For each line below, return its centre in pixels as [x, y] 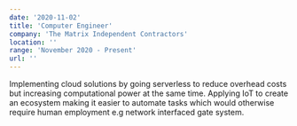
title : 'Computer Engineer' [61, 26]
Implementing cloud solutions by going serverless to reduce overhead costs [148, 84]
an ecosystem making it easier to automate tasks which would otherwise [142, 102]
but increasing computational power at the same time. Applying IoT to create [149, 93]
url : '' [23, 59]
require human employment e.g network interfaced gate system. [127, 112]
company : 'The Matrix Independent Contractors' [99, 34]
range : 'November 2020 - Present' [73, 51]
